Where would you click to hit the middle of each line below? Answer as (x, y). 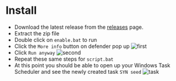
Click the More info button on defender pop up (72, 46)
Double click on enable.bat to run (55, 40)
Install (21, 10)
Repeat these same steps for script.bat (64, 59)
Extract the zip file (37, 33)
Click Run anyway (35, 52)
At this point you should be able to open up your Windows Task (92, 65)
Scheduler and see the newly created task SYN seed (78, 71)
